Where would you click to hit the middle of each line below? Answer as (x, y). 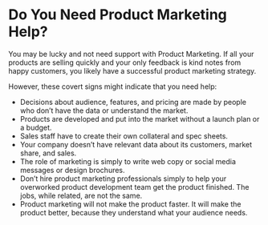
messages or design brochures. (73, 170)
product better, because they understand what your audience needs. (134, 212)
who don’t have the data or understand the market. (104, 110)
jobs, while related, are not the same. (81, 195)
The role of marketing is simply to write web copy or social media (128, 161)
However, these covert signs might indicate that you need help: (113, 86)
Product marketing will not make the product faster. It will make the (130, 204)
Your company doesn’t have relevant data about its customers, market (136, 144)
